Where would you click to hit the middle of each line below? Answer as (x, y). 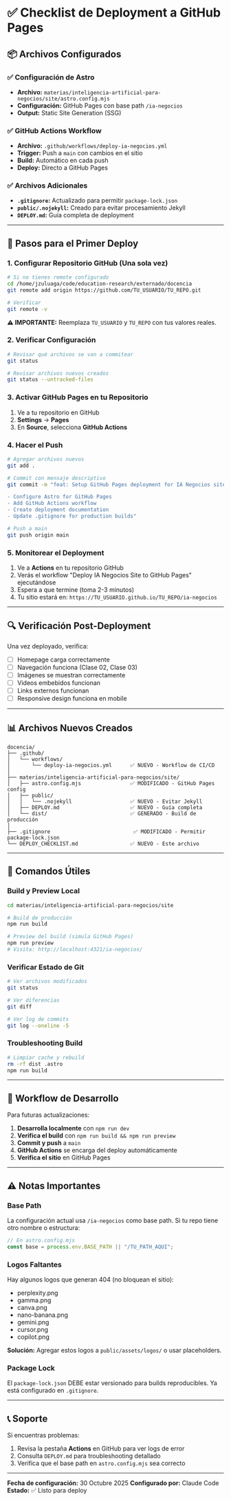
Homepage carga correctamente (63, 659)
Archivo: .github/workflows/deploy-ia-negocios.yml (92, 146)
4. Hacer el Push (35, 445)
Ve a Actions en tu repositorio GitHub (70, 568)
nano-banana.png (43, 1315)
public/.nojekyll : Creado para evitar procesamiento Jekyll (101, 208)
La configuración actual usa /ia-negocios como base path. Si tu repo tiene (113, 1220)
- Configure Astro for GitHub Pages (59, 497)
